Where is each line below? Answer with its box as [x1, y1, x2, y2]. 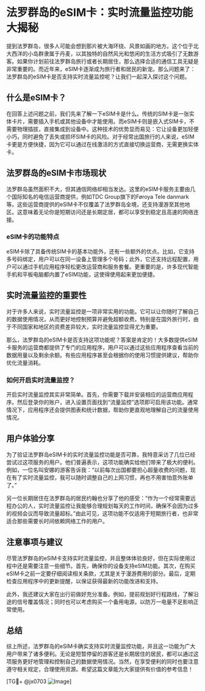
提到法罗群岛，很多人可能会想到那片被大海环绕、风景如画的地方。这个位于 [6, 42, 193, 50]
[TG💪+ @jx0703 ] [6, 678, 72, 685]
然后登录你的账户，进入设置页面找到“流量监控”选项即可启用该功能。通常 [16, 398, 198, 406]
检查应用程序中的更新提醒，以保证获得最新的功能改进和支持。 [6, 577, 162, 585]
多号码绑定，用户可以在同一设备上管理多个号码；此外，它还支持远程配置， [6, 255, 193, 263]
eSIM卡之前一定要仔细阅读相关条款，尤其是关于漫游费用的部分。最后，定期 [6, 570, 196, 577]
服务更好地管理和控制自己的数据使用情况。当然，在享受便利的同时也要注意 [11, 658, 199, 665]
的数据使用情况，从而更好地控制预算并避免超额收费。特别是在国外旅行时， [6, 315, 193, 323]
